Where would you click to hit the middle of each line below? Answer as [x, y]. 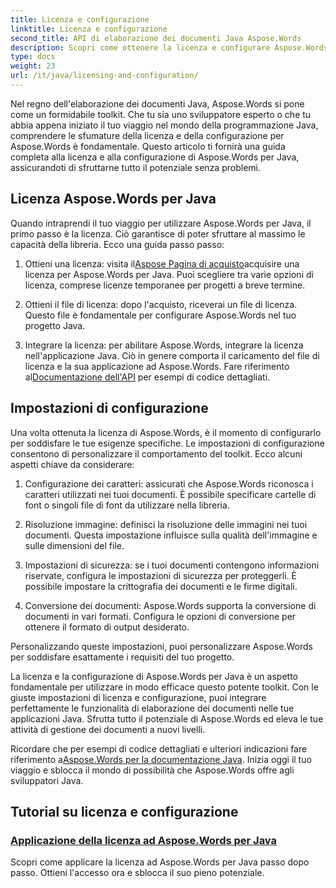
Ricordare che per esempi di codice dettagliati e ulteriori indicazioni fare [159, 748]
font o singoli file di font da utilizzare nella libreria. [127, 505]
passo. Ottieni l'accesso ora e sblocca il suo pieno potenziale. [137, 873]
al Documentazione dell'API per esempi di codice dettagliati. [147, 377]
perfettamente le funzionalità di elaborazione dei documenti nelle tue [152, 708]
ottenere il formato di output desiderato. [107, 627]
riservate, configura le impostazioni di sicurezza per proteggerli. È [160, 575]
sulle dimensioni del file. [74, 545]
